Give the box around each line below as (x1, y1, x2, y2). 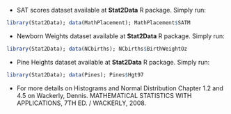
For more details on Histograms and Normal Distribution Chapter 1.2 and (16, 83, 224, 92)
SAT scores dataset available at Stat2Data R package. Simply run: (16, 6, 206, 14)
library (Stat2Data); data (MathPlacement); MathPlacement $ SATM (6, 19, 191, 26)
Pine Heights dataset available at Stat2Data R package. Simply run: (16, 58, 210, 66)
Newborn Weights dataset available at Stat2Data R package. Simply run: (16, 31, 225, 40)
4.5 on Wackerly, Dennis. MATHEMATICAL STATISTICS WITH (16, 91, 192, 99)
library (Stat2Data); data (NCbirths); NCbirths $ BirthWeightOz (6, 45, 188, 52)
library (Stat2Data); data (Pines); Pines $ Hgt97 (6, 71, 144, 79)
